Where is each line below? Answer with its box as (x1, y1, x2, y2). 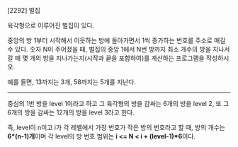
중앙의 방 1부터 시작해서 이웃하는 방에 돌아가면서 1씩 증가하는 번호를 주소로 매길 (7, 36, 226, 45)
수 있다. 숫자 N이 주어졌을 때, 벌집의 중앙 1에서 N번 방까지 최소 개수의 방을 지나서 (7, 45, 230, 53)
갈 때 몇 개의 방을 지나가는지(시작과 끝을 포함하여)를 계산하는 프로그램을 (7, 54, 205, 62)
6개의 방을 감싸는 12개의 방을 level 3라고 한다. (7, 108, 135, 117)
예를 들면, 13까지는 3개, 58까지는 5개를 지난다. (7, 78, 137, 86)
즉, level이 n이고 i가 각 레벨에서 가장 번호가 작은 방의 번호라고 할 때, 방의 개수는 (7, 123, 225, 131)
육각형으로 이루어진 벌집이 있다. (7, 21, 95, 30)
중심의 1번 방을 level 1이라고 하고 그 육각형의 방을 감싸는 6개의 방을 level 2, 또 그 (7, 100, 229, 107)
